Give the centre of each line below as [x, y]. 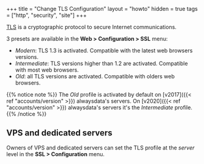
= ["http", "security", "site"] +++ [47, 15]
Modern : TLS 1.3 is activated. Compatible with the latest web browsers [104, 50]
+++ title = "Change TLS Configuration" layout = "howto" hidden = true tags [102, 9]
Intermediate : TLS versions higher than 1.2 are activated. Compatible [101, 63]
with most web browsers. [47, 70]
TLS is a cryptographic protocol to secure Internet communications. [92, 27]
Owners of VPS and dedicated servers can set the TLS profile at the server [100, 148]
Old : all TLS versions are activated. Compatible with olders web [95, 76]
